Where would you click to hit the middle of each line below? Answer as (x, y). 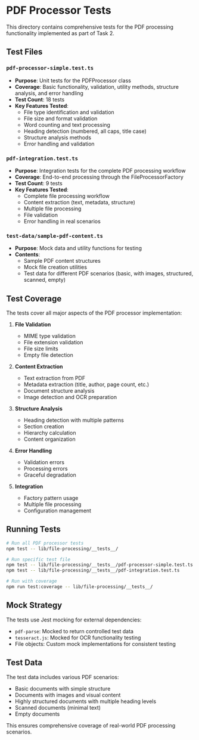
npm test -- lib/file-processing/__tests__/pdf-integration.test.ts (93, 570)
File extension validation (53, 343)
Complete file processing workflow (67, 196)
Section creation (44, 427)
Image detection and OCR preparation (70, 397)
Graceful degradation (50, 475)
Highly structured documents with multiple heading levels (85, 701)
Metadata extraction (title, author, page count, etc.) (86, 384)
